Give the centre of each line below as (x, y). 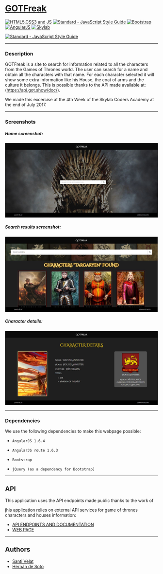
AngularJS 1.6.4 (28, 441)
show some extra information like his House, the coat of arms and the (74, 80)
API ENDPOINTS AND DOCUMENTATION (53, 524)
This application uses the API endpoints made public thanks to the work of (79, 500)
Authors (18, 549)
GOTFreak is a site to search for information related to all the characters (77, 64)
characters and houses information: (41, 515)
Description (19, 54)
